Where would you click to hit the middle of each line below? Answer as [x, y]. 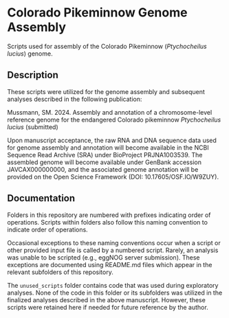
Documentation [41, 198]
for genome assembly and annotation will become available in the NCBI [108, 147]
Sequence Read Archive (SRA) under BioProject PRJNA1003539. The [105, 155]
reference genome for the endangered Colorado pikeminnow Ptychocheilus [114, 120]
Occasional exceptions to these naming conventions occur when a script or [114, 242]
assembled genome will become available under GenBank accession [104, 162]
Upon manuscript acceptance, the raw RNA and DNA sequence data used [112, 140]
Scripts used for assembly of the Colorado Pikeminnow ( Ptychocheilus [107, 46]
